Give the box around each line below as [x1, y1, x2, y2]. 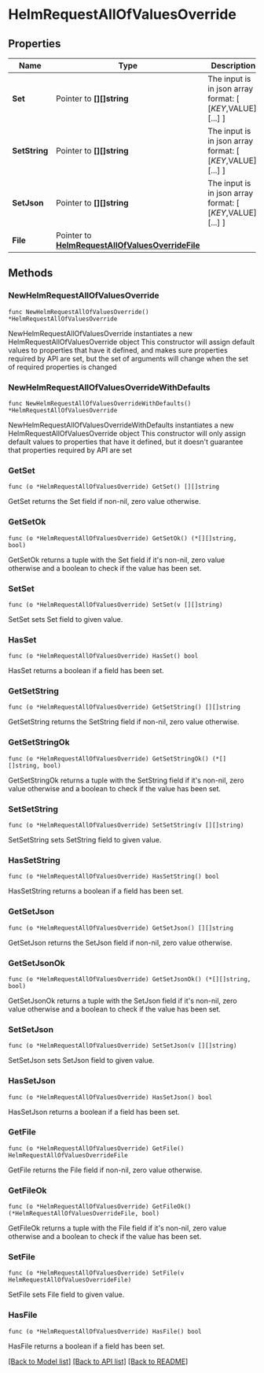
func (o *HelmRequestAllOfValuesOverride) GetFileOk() [8, 1203, 192, 1211]
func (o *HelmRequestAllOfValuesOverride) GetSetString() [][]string [8, 703, 241, 712]
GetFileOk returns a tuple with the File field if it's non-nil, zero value [8, 1223, 226, 1233]
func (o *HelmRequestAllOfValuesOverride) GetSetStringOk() [8, 754, 210, 763]
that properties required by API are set [8, 445, 132, 454]
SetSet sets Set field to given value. [8, 614, 123, 624]
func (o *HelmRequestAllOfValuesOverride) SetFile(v [8, 1269, 185, 1277]
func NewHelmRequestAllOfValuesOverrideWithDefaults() [8, 399, 192, 407]
